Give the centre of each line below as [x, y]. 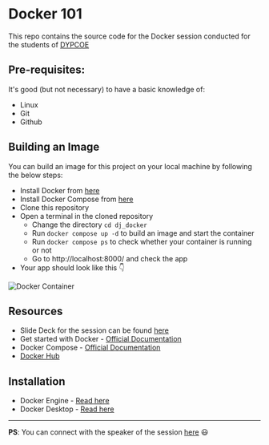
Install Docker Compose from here [76, 199]
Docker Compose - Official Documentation [90, 348]
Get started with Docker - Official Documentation [100, 339]
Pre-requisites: [47, 70]
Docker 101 [45, 14]
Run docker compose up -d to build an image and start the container [143, 233]
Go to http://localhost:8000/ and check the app [110, 258]
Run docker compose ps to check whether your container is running [142, 241]
